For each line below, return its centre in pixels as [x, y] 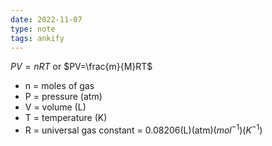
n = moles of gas [59, 86]
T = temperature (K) [66, 118]
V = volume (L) [55, 107]
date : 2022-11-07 [46, 19]
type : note [33, 29]
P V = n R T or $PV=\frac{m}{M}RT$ [81, 67]
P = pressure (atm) [63, 97]
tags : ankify [37, 38]
